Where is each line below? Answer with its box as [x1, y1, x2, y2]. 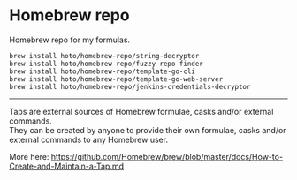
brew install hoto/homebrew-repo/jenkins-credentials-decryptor [9, 82, 251, 91]
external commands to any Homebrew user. [9, 134, 169, 145]
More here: [9, 151, 49, 161]
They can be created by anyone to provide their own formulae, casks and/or [9, 124, 286, 135]
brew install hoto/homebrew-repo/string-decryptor [9, 51, 200, 60]
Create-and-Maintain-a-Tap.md [9, 161, 124, 171]
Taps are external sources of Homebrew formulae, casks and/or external [9, 106, 274, 116]
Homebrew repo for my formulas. [9, 34, 131, 45]
